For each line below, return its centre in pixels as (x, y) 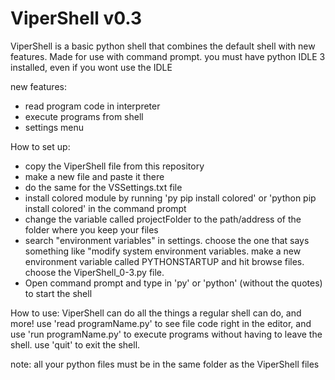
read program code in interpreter (92, 106)
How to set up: (40, 146)
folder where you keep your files (91, 229)
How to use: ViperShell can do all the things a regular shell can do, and (156, 313)
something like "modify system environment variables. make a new (163, 251)
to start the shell (58, 293)
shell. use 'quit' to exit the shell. (75, 344)
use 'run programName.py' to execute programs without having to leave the (166, 334)
